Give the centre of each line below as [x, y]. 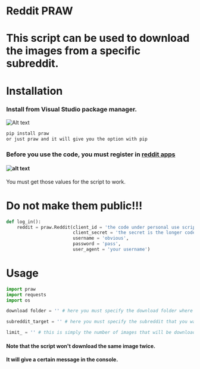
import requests [26, 294]
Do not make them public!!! [74, 205]
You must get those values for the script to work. [66, 182]
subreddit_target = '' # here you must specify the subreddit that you [97, 322]
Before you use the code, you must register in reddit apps [91, 154]
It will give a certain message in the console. [62, 359]
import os [18, 300]
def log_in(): [24, 222]
